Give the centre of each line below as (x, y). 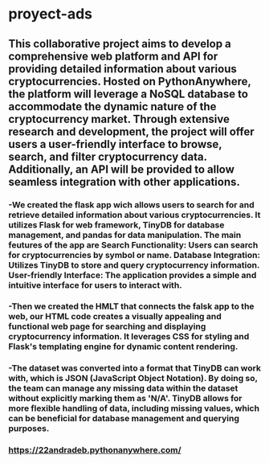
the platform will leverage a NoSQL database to (128, 94)
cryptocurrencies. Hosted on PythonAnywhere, (130, 81)
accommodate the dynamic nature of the (112, 107)
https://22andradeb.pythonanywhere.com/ (95, 450)
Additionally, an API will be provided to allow (122, 169)
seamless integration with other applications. (124, 182)
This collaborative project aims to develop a (120, 44)
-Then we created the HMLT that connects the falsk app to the (131, 306)
